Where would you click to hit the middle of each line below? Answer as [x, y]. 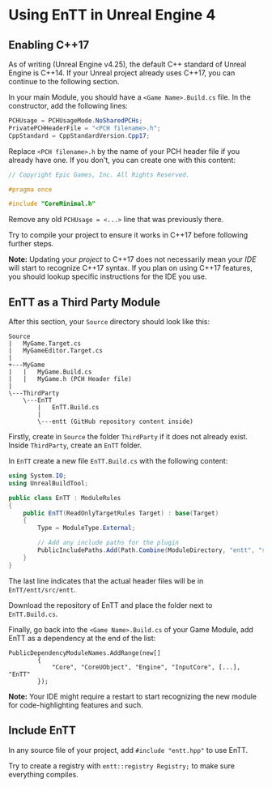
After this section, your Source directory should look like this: [109, 322]
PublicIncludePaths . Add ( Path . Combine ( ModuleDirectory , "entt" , [146, 550]
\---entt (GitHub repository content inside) [116, 422]
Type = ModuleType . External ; [87, 528]
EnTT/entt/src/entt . [42, 589]
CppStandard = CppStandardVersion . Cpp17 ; [79, 135]
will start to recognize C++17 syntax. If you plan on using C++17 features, [130, 268]
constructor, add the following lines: [68, 106]
